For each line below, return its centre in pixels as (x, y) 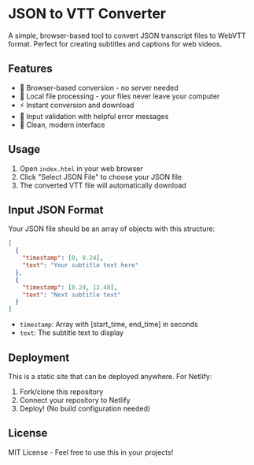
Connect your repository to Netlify (75, 400)
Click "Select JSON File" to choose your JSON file (101, 177)
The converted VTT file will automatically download (103, 185)
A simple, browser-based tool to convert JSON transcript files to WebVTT (127, 35)
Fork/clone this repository (61, 392)
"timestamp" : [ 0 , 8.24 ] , (63, 258)
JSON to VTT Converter (87, 14)
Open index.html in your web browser (81, 168)
